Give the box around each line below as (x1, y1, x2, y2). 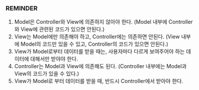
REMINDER (5, 4, 38, 12)
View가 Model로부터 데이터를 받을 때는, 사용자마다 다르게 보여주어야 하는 (14, 48, 185, 55)
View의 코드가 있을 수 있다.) (14, 70, 80, 78)
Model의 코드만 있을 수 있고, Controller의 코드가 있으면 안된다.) (20, 40, 169, 48)
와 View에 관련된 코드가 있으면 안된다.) (14, 25, 105, 33)
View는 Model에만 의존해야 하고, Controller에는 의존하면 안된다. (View (14, 33, 180, 40)
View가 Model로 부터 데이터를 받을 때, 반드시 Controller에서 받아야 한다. (14, 78, 184, 85)
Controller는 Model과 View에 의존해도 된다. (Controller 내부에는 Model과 (14, 63, 187, 70)
